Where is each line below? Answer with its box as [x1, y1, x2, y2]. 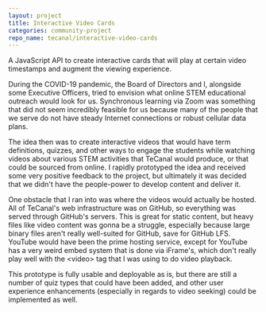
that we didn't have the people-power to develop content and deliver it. [8, 180, 241, 189]
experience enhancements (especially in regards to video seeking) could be [8, 287, 256, 296]
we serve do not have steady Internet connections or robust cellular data [8, 113, 246, 123]
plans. [8, 122, 29, 131]
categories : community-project [8, 26, 112, 34]
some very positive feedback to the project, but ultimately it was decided [8, 171, 247, 181]
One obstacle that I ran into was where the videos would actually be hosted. [8, 195, 256, 205]
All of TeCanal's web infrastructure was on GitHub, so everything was [8, 204, 237, 213]
